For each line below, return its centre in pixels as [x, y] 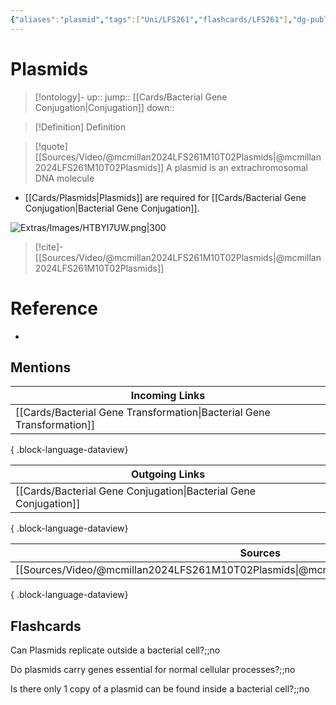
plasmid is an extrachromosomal [241, 167]
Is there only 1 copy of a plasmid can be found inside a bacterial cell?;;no [160, 689]
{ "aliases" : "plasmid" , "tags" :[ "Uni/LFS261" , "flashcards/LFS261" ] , [151, 19]
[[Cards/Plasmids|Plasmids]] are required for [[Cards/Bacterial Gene [165, 197]
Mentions [41, 367]
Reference [54, 308]
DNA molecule [64, 178]
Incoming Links [168, 396]
